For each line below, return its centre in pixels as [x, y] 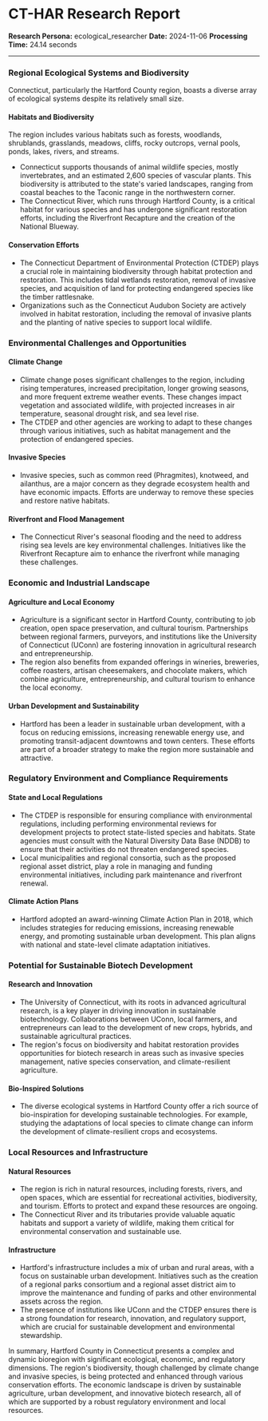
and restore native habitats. [65, 500]
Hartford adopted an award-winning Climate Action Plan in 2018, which [136, 919]
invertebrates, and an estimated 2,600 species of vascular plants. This [136, 176]
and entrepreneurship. [57, 654]
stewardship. [41, 1335]
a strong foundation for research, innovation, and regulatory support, [133, 1319]
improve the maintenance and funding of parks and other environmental [138, 1293]
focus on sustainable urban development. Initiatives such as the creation [139, 1276]
